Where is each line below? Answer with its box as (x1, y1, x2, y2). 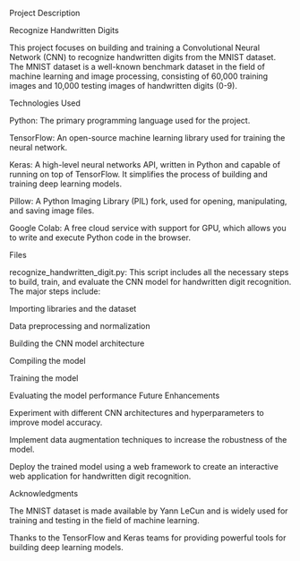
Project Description (9, 8, 81, 18)
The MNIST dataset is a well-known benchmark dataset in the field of (9, 62, 266, 72)
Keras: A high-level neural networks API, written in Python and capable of (9, 160, 280, 169)
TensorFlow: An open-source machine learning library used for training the (9, 133, 286, 142)
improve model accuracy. (9, 417, 103, 427)
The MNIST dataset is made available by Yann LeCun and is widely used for (9, 505, 288, 516)
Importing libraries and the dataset (9, 304, 137, 314)
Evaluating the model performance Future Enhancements (9, 390, 220, 401)
